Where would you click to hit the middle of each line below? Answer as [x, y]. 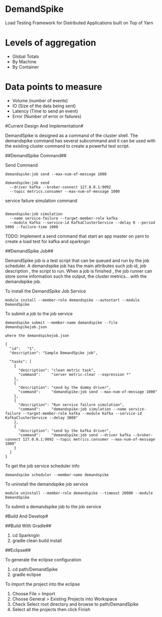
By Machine [24, 62]
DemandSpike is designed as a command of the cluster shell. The [72, 135]
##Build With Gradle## [28, 526]
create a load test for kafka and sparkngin [48, 241]
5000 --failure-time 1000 [32, 227]
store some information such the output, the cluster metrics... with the [76, 276]
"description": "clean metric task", [57, 370]
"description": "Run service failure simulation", [71, 405]
